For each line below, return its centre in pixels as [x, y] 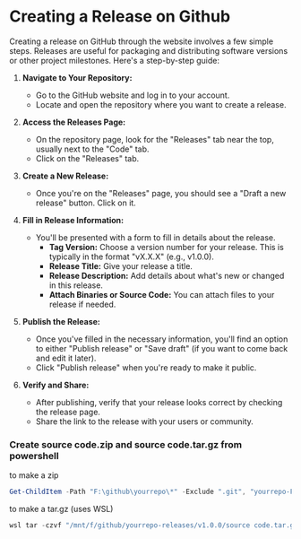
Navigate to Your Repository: [77, 77]
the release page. [68, 412]
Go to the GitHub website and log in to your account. [133, 95]
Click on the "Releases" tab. [87, 158]
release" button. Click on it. [86, 203]
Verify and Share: [56, 385]
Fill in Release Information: [73, 220]
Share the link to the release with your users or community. [144, 421]
